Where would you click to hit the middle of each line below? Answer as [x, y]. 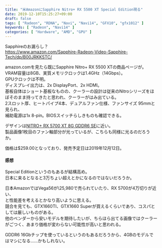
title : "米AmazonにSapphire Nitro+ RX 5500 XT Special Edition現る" [74, 9]
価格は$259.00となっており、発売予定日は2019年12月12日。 [65, 148]
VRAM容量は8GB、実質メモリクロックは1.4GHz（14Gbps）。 [65, 73]
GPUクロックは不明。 [27, 79]
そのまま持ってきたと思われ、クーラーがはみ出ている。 [64, 97]
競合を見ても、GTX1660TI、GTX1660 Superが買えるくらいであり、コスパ [78, 206]
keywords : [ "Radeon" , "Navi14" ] [40, 28]
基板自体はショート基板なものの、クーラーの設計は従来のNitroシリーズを [78, 91]
